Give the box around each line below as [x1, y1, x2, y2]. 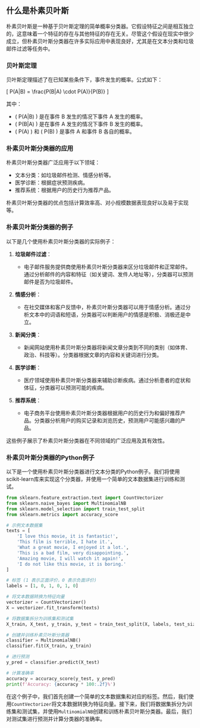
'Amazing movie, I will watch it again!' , [17, 556, 124, 562]
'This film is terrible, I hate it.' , [17, 539, 113, 545]
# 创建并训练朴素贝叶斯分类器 [6, 632, 70, 638]
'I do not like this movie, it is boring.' [17, 561, 127, 567]
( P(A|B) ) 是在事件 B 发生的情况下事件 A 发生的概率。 [14, 113, 146, 121]
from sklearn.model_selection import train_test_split [6, 506, 145, 512]
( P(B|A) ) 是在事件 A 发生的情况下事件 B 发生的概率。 [14, 121, 146, 128]
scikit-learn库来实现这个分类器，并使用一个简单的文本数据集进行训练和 [6, 476, 180, 482]
